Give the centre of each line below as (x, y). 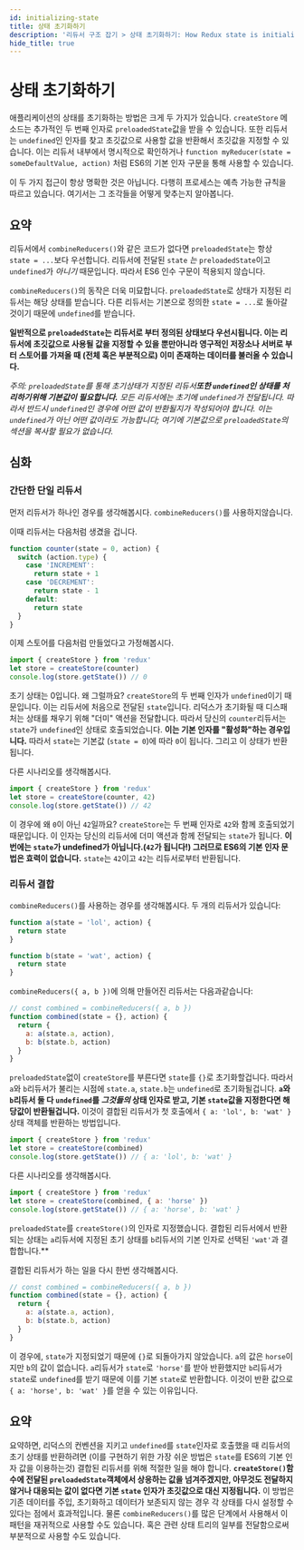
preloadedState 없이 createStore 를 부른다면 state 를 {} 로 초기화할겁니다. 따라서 (152, 1077)
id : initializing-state (54, 18)
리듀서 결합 (32, 884)
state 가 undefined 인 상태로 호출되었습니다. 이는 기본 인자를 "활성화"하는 (138, 730)
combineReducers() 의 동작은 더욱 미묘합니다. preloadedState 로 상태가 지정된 (146, 290)
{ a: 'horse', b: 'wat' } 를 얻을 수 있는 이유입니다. (104, 1390)
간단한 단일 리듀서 (46, 491)
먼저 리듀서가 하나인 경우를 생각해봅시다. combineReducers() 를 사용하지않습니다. (152, 512)
